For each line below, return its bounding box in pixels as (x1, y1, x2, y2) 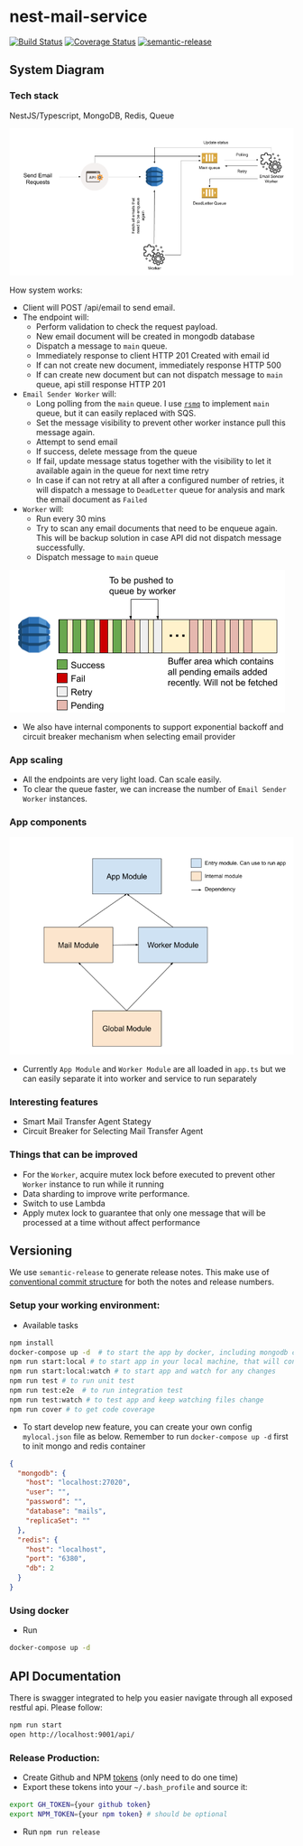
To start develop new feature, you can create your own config (22, 1421, 252, 1432)
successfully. (35, 542, 86, 553)
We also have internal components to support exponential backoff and (22, 722, 284, 732)
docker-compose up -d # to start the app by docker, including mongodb (9, 1347, 289, 1357)
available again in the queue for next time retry (35, 465, 209, 476)
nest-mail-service (9, 6, 148, 27)
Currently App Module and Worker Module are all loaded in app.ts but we (22, 1064, 287, 1075)
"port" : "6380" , (25, 1554, 87, 1563)
